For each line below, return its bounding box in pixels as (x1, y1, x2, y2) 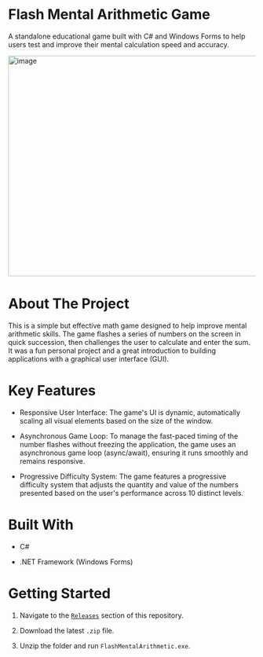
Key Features (8, 382, 97, 400)
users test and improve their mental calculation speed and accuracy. (8, 39, 230, 49)
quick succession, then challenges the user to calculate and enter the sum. (8, 337, 251, 347)
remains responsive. (19, 456, 86, 465)
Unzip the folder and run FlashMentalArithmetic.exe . (19, 640, 191, 650)
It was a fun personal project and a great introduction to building (8, 346, 216, 355)
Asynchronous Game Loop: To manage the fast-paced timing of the (19, 431, 239, 441)
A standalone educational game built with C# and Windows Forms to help (8, 31, 246, 41)
